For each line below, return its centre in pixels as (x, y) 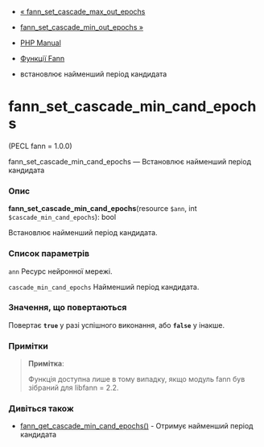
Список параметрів (49, 254)
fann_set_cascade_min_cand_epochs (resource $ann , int (103, 209)
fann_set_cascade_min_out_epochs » (81, 27)
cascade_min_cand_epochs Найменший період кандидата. (104, 287)
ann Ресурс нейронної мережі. (60, 271)
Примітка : (46, 364)
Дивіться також (41, 408)
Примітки (28, 346)
